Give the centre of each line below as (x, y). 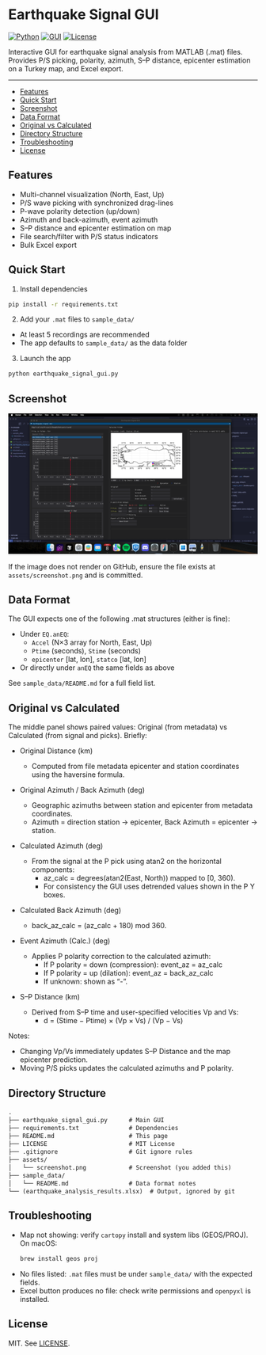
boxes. (54, 895)
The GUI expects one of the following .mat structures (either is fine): (119, 619)
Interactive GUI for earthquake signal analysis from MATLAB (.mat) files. (125, 51)
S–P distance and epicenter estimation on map (95, 228)
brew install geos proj (59, 1258)
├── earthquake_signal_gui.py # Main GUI (86, 1121)
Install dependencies (54, 289)
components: (53, 870)
